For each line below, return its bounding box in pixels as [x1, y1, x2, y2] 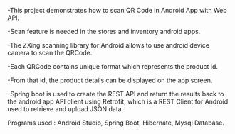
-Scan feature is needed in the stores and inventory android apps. [7, 28, 201, 35]
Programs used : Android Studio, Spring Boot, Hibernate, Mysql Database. [7, 118, 224, 127]
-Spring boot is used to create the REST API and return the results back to [7, 90, 224, 98]
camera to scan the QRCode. [7, 49, 93, 57]
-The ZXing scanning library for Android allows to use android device [7, 41, 210, 49]
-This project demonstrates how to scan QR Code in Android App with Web [7, 6, 227, 14]
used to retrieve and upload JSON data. [7, 105, 124, 113]
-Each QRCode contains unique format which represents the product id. [7, 62, 219, 70]
